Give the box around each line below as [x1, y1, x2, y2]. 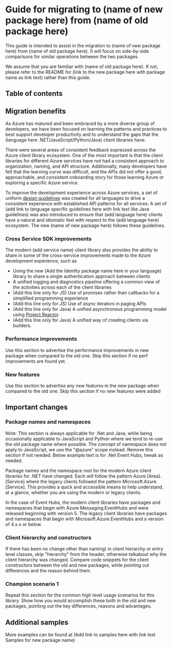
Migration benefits [5, 107, 66, 115]
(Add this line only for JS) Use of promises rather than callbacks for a [12, 290, 160, 296]
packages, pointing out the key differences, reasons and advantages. [5, 603, 152, 609]
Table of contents [5, 89, 63, 98]
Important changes [5, 403, 68, 412]
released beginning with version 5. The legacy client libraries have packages [5, 510, 167, 516]
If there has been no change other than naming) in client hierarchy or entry [5, 546, 163, 552]
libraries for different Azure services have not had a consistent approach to [5, 158, 164, 164]
